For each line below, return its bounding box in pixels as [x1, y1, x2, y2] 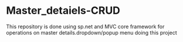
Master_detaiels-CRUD [6, 4, 120, 17]
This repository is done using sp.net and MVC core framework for [6, 23, 165, 30]
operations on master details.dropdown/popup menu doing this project [6, 29, 177, 36]
